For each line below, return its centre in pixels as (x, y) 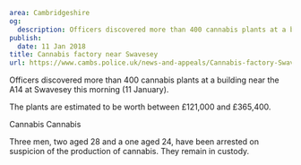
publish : (26, 38)
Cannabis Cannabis (45, 125)
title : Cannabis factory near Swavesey (84, 55)
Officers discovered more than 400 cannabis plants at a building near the (144, 80)
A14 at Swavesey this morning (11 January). (89, 90)
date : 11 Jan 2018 (52, 46)
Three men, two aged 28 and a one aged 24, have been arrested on (134, 142)
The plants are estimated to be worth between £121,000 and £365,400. (140, 107)
